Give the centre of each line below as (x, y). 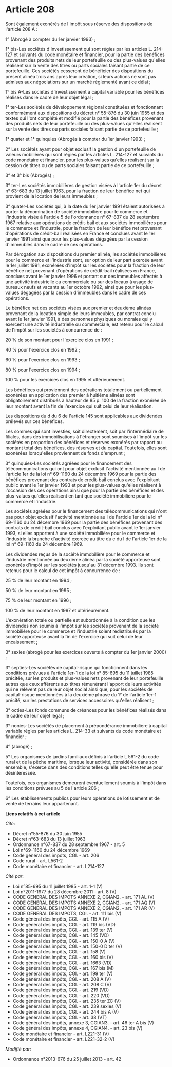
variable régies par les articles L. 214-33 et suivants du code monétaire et (83, 731)
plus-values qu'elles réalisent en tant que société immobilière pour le (78, 496)
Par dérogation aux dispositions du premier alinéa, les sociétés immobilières (86, 254)
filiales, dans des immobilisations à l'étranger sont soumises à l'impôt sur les (86, 437)
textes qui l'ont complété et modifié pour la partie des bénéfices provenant (84, 118)
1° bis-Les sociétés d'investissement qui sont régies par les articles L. (79, 49)
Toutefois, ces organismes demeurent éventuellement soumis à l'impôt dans (86, 783)
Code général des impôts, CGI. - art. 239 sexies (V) (67, 1006)
